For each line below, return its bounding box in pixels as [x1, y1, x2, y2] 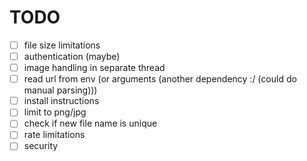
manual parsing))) [23, 84, 98, 96]
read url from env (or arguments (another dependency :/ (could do [23, 73, 297, 85]
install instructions [23, 95, 100, 107]
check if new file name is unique [23, 117, 158, 130]
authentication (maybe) [23, 51, 121, 62]
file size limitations [23, 39, 101, 51]
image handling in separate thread [23, 62, 166, 74]
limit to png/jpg [23, 106, 87, 118]
